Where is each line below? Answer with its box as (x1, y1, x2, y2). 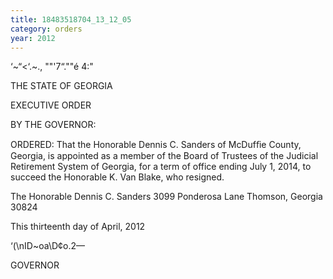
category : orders (10, 24, 83, 34)
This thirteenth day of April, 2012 (10, 221, 146, 233)
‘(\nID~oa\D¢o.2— (10, 240, 85, 252)
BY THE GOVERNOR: (10, 119, 97, 131)
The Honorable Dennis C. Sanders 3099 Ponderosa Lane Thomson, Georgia (10, 191, 323, 203)
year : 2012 (10, 33, 56, 43)
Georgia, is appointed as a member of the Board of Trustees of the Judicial (10, 150, 319, 162)
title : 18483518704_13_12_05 (10, 14, 132, 25)
